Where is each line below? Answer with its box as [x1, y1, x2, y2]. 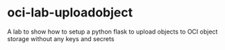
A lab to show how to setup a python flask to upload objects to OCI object [7, 27, 218, 36]
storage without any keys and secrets [7, 34, 115, 42]
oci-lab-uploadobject [7, 5, 133, 21]
